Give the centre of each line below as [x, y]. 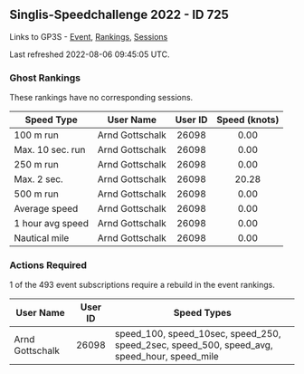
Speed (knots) [248, 120]
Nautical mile [42, 238]
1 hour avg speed [51, 224]
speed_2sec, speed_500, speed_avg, [194, 345]
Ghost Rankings [45, 78]
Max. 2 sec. [38, 179]
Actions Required [48, 265]
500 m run [36, 194]
